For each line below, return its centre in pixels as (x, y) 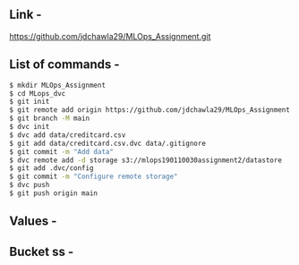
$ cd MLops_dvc (38, 93)
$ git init (30, 102)
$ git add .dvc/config (51, 168)
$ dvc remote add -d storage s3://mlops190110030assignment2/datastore (145, 160)
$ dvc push (30, 185)
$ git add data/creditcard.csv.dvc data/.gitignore (107, 143)
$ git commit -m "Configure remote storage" (94, 177)
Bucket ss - (42, 251)
